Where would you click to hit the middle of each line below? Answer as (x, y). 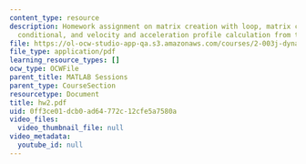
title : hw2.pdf (38, 102)
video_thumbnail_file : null (71, 128)
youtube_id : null (51, 145)
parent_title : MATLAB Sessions (69, 77)
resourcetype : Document (55, 94)
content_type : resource (55, 18)
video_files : (34, 119)
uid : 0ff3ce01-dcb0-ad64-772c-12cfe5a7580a (93, 111)
